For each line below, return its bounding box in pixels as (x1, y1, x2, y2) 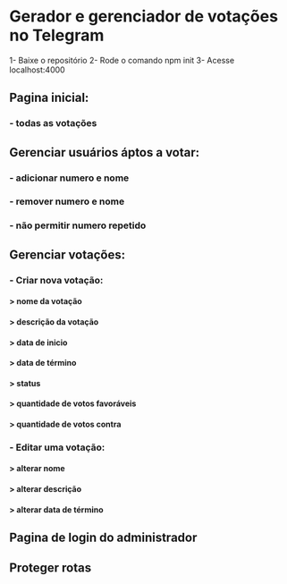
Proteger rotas (9, 561, 92, 576)
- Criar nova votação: (9, 274, 104, 286)
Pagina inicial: (9, 90, 89, 106)
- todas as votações (9, 117, 97, 130)
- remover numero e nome (9, 195, 125, 207)
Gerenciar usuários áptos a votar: (9, 145, 200, 160)
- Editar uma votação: (9, 441, 106, 453)
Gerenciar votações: (9, 247, 126, 262)
